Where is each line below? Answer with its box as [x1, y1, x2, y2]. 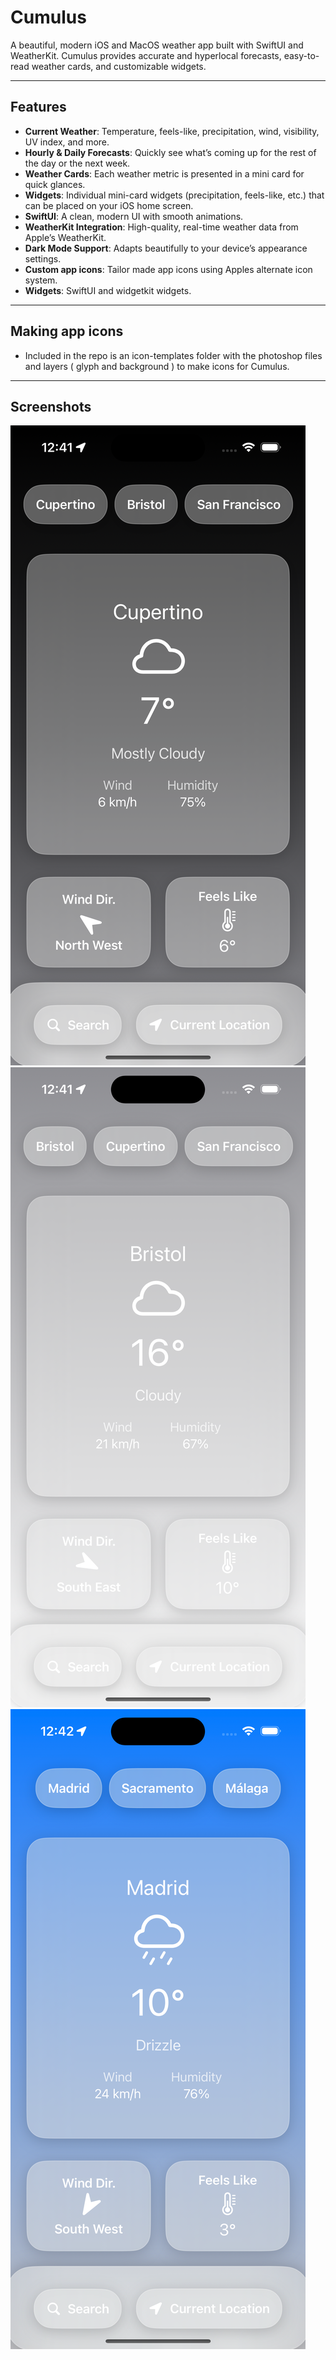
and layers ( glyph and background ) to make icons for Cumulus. [24, 360, 290, 372]
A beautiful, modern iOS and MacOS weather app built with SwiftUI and [10, 39, 304, 51]
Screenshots [10, 398, 92, 415]
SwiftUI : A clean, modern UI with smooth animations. [24, 210, 244, 222]
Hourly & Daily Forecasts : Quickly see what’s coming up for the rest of [24, 146, 317, 158]
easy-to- [283, 49, 320, 61]
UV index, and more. [24, 136, 110, 148]
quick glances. [24, 178, 86, 190]
